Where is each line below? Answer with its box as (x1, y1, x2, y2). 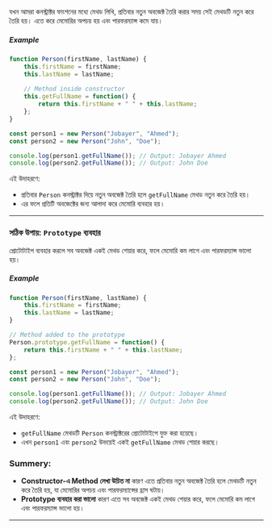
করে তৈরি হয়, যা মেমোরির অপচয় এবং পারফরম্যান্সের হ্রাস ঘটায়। (20, 485, 165, 495)
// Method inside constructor (23, 85, 126, 94)
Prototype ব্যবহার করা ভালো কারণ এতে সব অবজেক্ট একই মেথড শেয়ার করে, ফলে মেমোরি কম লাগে (20, 494, 255, 504)
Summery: (9, 458, 52, 469)
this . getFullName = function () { (23, 93, 136, 101)
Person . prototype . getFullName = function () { (9, 338, 165, 346)
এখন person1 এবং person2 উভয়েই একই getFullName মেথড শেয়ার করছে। (20, 437, 220, 447)
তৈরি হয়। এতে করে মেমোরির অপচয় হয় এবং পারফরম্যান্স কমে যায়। (9, 16, 164, 25)
